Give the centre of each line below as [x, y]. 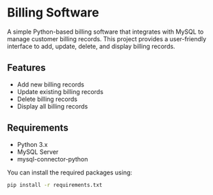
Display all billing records [52, 106]
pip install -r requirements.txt [55, 185]
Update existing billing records [60, 91]
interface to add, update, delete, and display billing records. [91, 46]
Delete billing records [47, 99]
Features [26, 68]
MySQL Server [38, 152]
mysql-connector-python [52, 159]
